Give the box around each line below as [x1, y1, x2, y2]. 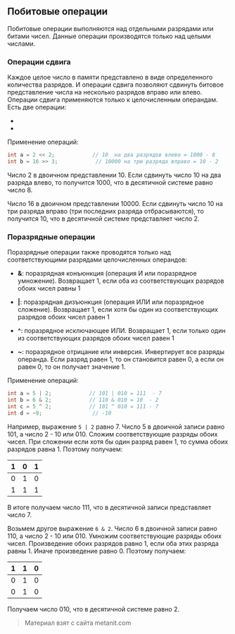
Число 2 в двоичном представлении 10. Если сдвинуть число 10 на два [7, 171, 222, 179]
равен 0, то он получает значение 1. [17, 362, 126, 371]
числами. [7, 39, 36, 48]
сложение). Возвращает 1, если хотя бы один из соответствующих [17, 305, 218, 314]
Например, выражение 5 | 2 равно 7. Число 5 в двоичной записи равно [7, 422, 225, 431]
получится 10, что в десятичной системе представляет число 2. [7, 214, 200, 223]
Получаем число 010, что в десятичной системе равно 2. [7, 604, 180, 613]
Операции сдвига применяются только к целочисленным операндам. [7, 95, 218, 104]
